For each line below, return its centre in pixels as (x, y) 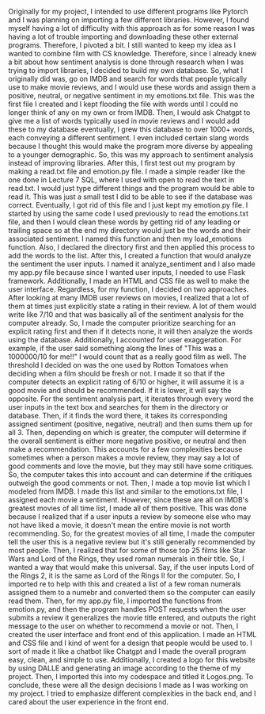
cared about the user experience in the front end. (88, 702)
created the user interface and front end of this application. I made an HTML (132, 634)
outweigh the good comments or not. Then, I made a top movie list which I (129, 483)
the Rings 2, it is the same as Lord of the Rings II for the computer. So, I (124, 575)
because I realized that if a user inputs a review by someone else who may (130, 517)
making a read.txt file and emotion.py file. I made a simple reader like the (127, 171)
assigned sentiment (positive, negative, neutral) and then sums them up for (131, 424)
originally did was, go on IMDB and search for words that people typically (128, 79)
